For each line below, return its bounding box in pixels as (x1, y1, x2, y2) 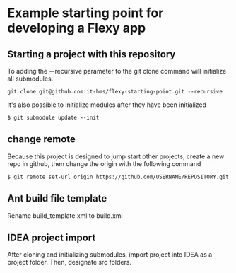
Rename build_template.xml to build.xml (7, 211, 123, 220)
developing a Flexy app (7, 20, 146, 36)
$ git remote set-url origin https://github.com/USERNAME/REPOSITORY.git (7, 173, 230, 180)
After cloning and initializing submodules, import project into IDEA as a (7, 250, 213, 259)
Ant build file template (7, 192, 107, 204)
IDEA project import (7, 232, 96, 244)
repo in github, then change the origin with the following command (7, 159, 201, 168)
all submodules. (7, 74, 54, 83)
